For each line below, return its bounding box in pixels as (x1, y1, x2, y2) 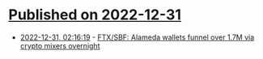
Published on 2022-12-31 (8, 6, 182, 24)
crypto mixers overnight (19, 40, 100, 50)
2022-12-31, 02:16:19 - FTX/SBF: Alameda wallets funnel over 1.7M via (19, 32, 255, 42)
